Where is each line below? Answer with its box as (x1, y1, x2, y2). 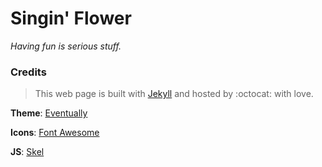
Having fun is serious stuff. (10, 40, 122, 52)
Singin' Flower (10, 7, 132, 30)
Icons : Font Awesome (10, 127, 100, 139)
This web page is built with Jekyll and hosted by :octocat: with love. (34, 88, 314, 100)
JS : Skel (10, 146, 45, 158)
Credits (10, 65, 47, 79)
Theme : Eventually (10, 107, 88, 119)
